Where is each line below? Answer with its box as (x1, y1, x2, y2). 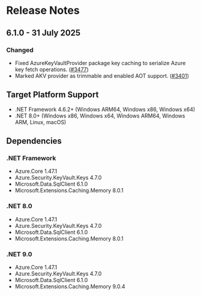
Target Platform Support (6, 90, 99, 100)
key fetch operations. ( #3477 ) (14, 66, 89, 73)
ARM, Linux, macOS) (14, 118, 67, 125)
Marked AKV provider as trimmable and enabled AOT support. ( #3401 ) (14, 72, 190, 79)
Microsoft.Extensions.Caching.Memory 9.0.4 (14, 283, 125, 290)
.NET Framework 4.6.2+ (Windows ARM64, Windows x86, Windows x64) (14, 105, 196, 113)
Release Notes (6, 4, 80, 17)
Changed (6, 46, 34, 54)
